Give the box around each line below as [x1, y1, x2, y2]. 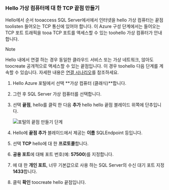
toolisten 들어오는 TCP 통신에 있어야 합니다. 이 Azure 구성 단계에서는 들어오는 [5, 23, 161, 29]
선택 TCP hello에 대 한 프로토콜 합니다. [12, 141, 89, 147]
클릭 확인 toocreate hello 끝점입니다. [12, 179, 86, 185]
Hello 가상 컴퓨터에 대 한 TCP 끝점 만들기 [5, 4, 100, 11]
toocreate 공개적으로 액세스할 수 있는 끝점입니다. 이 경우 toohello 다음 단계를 [5, 63, 158, 69]
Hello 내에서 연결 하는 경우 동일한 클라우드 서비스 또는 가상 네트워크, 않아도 [5, 57, 154, 63]
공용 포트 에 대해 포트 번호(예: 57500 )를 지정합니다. [12, 151, 114, 157]
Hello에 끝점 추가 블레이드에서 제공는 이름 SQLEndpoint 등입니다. [12, 130, 143, 136]
